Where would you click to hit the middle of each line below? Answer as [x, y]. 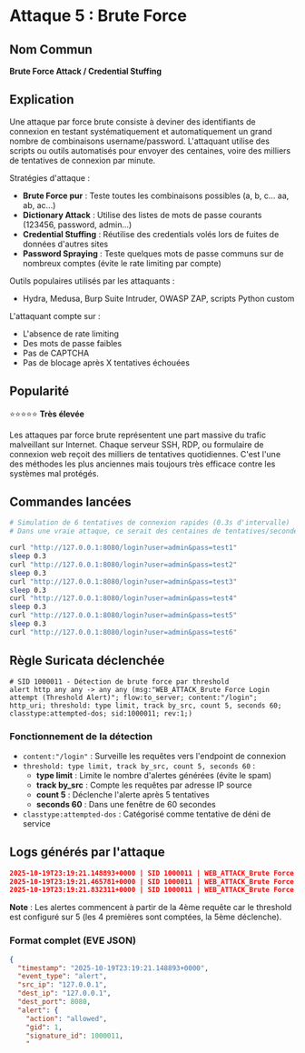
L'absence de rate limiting [71, 334]
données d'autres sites [65, 244]
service [37, 823]
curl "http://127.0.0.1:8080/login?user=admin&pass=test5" [123, 616]
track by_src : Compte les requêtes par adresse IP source [144, 785]
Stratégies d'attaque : [50, 177]
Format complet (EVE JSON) [73, 940]
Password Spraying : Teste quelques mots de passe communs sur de [153, 253]
